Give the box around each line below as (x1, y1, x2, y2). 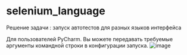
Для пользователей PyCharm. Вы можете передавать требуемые (6, 35, 173, 42)
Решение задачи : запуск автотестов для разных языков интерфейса (6, 24, 182, 31)
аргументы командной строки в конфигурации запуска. (6, 42, 149, 49)
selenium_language (6, 4, 105, 18)
